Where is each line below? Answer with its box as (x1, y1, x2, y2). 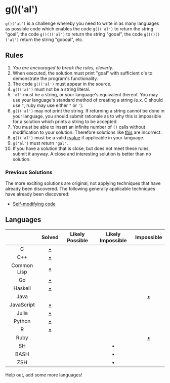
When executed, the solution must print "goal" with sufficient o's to (12, 70, 153, 76)
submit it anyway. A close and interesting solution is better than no (12, 150, 151, 157)
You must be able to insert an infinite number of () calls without (12, 124, 145, 130)
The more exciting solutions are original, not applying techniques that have (5, 180, 161, 186)
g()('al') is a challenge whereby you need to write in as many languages (5, 20, 159, 26)
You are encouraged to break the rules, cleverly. (12, 64, 114, 70)
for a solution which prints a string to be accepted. (12, 118, 118, 125)
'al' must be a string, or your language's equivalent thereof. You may (12, 91, 158, 97)
